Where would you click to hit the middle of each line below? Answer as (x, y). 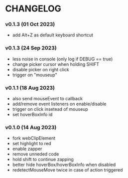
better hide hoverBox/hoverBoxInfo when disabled (64, 165)
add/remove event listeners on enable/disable (59, 104)
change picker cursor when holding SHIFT (56, 64)
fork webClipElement (34, 138)
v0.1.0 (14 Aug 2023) (31, 127)
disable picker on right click (41, 69)
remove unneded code (36, 154)
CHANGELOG (33, 9)
